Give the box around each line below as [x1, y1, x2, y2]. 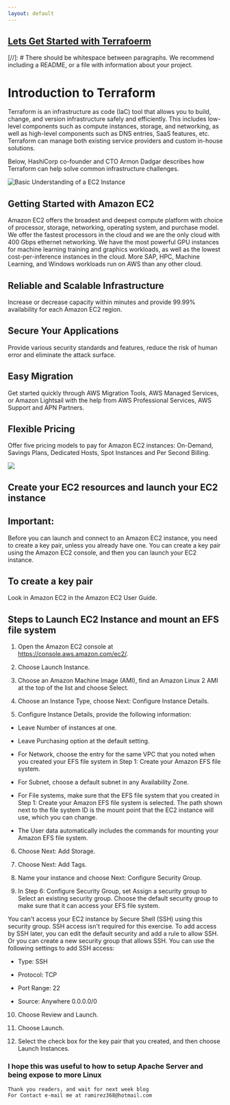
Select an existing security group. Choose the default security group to [17, 894, 218, 903]
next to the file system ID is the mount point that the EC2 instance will [17, 806, 214, 814]
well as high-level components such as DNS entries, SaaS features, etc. [8, 130, 210, 138]
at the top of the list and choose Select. [17, 684, 129, 692]
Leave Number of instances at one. [17, 723, 117, 732]
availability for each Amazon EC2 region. [8, 305, 123, 313]
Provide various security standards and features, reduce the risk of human [8, 343, 218, 351]
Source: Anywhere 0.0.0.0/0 [17, 997, 98, 1005]
